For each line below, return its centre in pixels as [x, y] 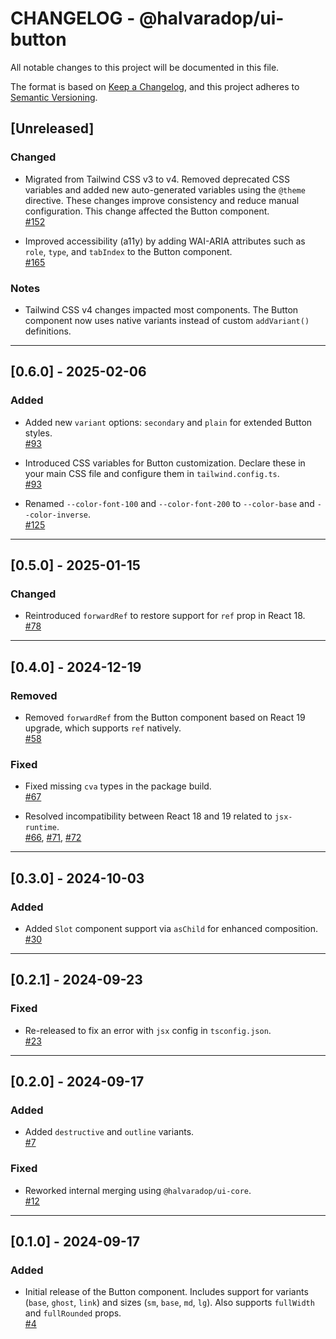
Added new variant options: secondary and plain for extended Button [168, 422]
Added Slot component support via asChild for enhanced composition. [171, 928]
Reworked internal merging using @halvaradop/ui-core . [138, 1190]
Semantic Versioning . [54, 97]
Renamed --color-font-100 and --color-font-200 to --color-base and [169, 503]
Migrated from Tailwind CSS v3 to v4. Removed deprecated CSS [157, 179]
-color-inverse [56, 515]
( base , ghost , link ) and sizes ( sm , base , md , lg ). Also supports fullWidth [169, 1303]
